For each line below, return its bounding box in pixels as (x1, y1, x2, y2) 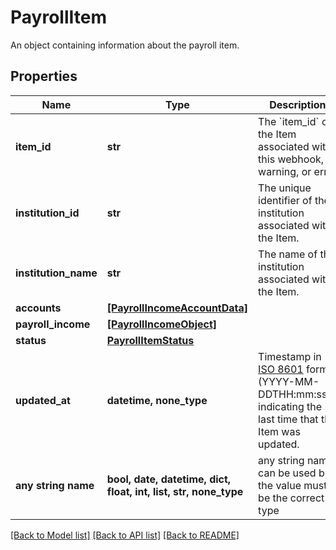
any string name (15, 478, 95, 492)
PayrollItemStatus (106, 333, 195, 347)
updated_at (15, 393, 71, 407)
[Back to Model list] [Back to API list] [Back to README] (10, 529, 240, 541)
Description (269, 97, 327, 111)
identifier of (258, 193, 313, 207)
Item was (258, 424, 301, 438)
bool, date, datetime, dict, (106, 472, 232, 486)
